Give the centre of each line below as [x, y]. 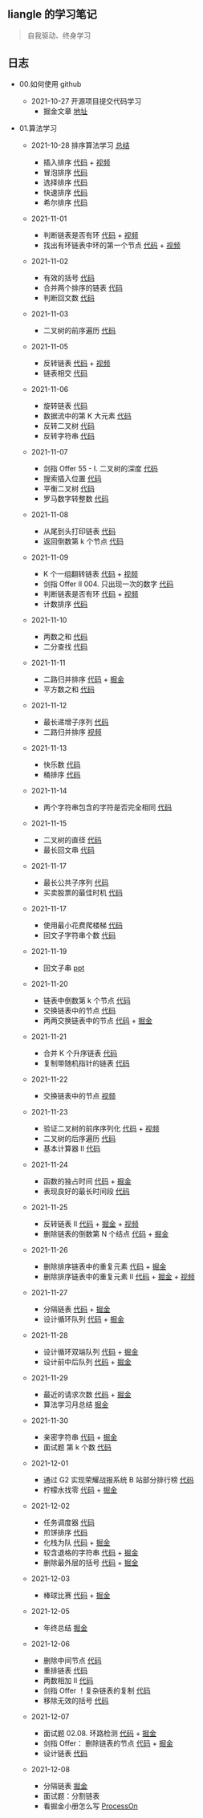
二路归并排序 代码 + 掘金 [84, 679]
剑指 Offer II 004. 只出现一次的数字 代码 [108, 584]
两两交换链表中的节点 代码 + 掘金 [98, 1020]
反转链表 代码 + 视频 [77, 363]
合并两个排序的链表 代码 [83, 287]
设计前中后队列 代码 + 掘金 [87, 1361]
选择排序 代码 [65, 182]
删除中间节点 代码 [72, 1660]
